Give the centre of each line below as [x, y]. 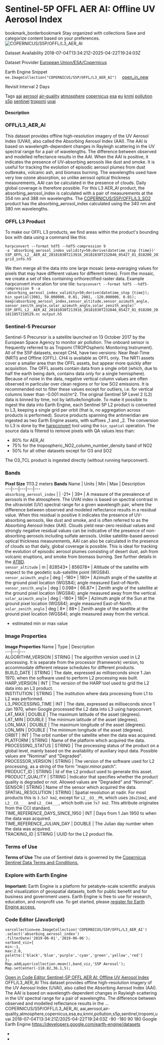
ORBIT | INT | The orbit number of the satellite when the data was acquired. [81, 735]
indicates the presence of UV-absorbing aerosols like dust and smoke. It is [80, 162]
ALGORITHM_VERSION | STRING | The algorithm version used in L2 [73, 657]
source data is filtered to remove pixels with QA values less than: [70, 431]
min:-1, [13, 947]
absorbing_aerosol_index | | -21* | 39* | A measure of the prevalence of [78, 494]
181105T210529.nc [23, 315]
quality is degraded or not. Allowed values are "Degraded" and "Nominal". [79, 782]
